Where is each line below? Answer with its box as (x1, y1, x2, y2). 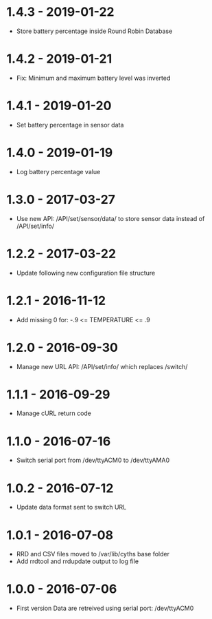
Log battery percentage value (16, 167, 101, 176)
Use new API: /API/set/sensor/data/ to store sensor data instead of (16, 214, 205, 222)
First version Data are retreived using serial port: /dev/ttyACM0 (16, 604, 194, 613)
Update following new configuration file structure (16, 269, 156, 277)
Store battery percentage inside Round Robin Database (16, 27, 173, 35)
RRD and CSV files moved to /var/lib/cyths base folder (16, 550, 169, 558)
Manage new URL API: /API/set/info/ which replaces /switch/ (16, 362, 188, 370)
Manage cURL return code (16, 409, 92, 417)
